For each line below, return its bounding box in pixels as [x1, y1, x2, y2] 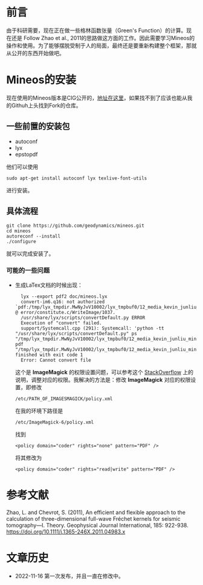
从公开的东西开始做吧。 [6, 49, 65, 56]
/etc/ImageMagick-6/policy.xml [14, 419, 94, 425]
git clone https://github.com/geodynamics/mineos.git [6, 222, 145, 229]
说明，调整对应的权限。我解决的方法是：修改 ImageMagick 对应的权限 [14, 376, 191, 383]
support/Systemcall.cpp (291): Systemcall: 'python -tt [21, 325, 164, 331]
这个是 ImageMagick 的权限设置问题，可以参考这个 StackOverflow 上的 [14, 368, 194, 376]
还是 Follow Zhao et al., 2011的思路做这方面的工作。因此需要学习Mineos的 [11, 34, 195, 41]
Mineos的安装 [6, 73, 77, 87]
